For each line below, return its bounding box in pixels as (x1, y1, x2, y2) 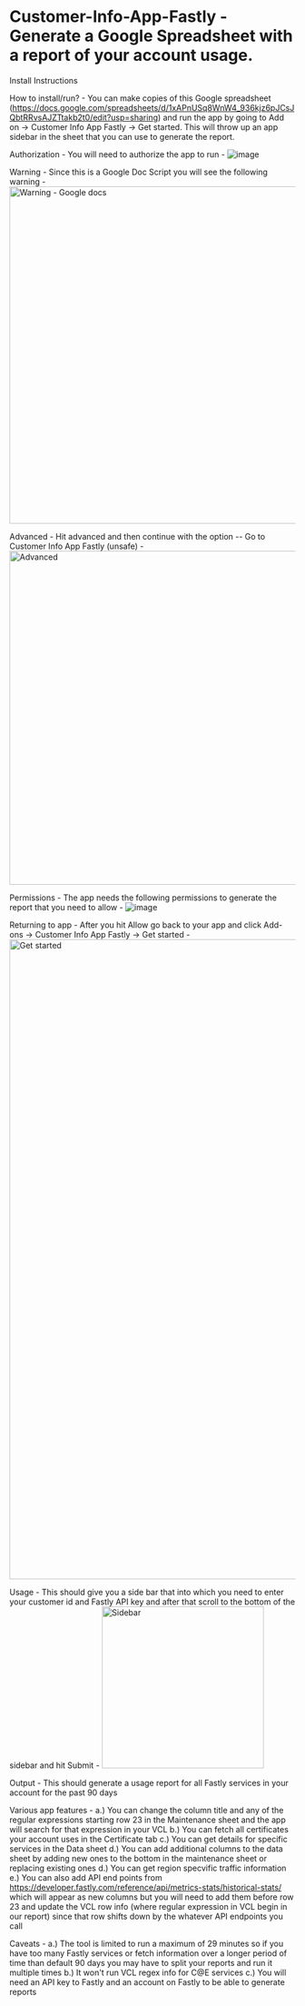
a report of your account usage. (9, 45, 254, 65)
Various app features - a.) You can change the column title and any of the (9, 1804, 284, 1815)
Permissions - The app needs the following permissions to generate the (9, 892, 277, 903)
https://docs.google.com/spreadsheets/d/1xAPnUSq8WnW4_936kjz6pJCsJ (12, 102, 295, 113)
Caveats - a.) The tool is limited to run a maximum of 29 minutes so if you (9, 1938, 284, 1949)
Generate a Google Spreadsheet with (9, 25, 293, 46)
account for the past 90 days (9, 1787, 118, 1798)
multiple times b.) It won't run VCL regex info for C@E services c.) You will (9, 1967, 287, 1978)
